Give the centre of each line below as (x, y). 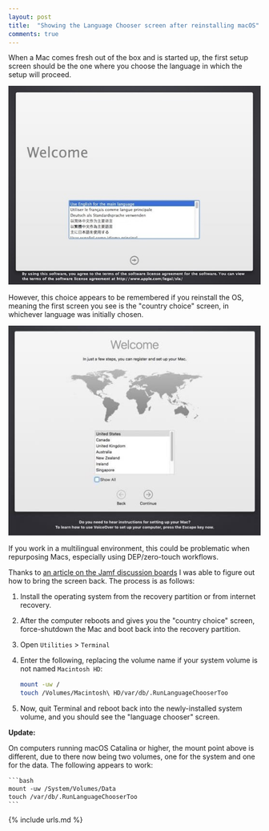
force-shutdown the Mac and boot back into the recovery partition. (130, 629)
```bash (21, 781)
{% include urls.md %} (46, 820)
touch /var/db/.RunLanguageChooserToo (73, 797)
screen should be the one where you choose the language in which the (125, 66)
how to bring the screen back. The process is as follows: (102, 581)
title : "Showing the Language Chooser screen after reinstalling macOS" (134, 25)
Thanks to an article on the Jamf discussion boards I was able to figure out (132, 572)
